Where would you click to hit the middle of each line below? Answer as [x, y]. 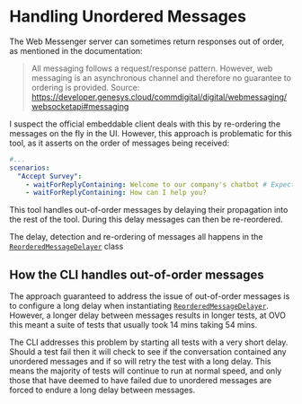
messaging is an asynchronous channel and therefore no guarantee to [161, 77]
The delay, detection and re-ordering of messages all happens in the [136, 237]
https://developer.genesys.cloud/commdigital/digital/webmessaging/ [159, 97]
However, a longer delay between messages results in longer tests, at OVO [147, 315]
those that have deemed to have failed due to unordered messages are [141, 381]
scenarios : [30, 168]
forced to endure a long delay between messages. [102, 390]
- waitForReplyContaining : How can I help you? [116, 193]
